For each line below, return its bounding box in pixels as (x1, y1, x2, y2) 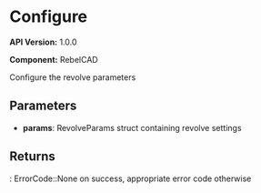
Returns (9, 148, 56, 165)
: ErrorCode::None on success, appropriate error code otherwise (9, 173, 252, 184)
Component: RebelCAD (9, 54, 98, 65)
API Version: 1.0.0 (9, 36, 77, 47)
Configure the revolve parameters (9, 71, 136, 83)
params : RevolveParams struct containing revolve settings (22, 122, 243, 133)
